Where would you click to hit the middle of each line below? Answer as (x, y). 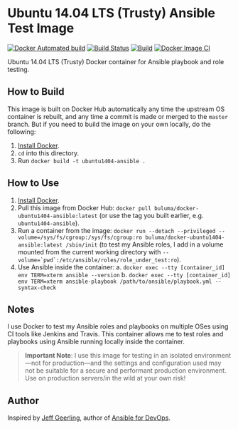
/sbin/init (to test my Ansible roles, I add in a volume (145, 244)
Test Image (41, 28)
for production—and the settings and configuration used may (132, 363)
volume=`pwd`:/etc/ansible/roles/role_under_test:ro (97, 260)
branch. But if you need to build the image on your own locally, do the (109, 124)
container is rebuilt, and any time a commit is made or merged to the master (118, 116)
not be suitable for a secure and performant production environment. (125, 371)
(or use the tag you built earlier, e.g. (151, 215)
